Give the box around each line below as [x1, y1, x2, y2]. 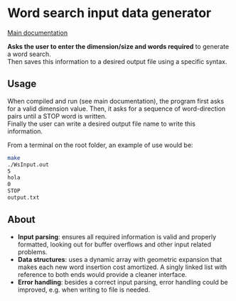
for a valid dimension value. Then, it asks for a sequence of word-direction [7, 104, 226, 113]
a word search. [7, 50, 51, 58]
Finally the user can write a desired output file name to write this [7, 119, 195, 128]
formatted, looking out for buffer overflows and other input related [17, 240, 212, 248]
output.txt [7, 194, 40, 201]
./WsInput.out [7, 161, 50, 168]
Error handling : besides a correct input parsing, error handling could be [17, 278, 229, 286]
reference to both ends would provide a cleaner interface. [17, 270, 187, 278]
